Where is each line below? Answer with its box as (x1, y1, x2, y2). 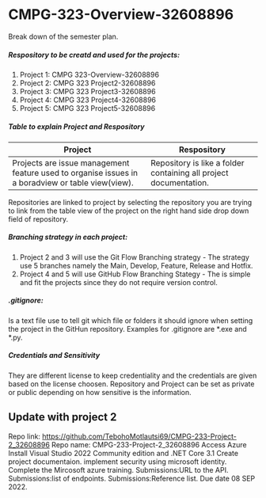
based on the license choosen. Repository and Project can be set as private (8, 378, 255, 389)
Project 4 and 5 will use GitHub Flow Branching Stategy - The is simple (19, 269, 251, 279)
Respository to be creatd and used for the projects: (8, 50, 180, 59)
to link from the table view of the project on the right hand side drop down (8, 206, 249, 215)
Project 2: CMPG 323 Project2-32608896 (19, 78, 156, 88)
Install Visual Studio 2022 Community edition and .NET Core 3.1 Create (8, 448, 239, 458)
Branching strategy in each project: (8, 232, 128, 242)
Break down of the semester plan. (8, 32, 119, 41)
